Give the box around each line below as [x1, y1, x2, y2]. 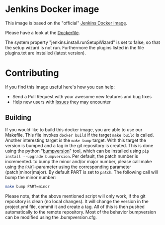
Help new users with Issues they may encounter [12, 99, 111, 105]
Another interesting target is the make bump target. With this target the [5, 137, 147, 143]
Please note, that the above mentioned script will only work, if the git [5, 193, 146, 199]
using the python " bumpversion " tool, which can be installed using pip [5, 148, 149, 154]
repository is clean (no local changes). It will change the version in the [5, 198, 149, 204]
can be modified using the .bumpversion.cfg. [5, 214, 97, 220]
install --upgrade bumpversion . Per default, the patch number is [5, 153, 138, 159]
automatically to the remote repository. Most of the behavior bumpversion [5, 209, 157, 215]
